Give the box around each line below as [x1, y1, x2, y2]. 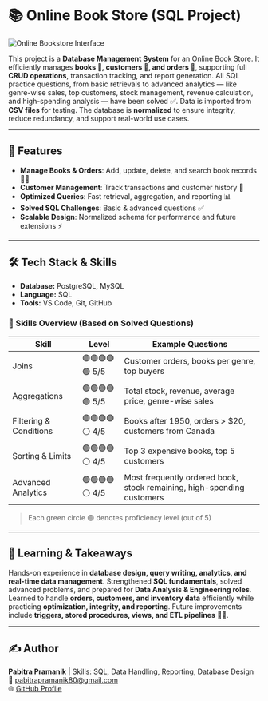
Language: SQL [19, 289, 73, 299]
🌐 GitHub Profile [8, 684, 62, 694]
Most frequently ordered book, [124, 472, 239, 483]
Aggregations [12, 390, 64, 401]
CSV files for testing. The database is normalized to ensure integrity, [8, 105, 236, 114]
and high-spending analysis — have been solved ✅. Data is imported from [8, 96, 252, 106]
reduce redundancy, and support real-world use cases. [8, 114, 190, 123]
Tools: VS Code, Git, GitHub [19, 297, 112, 308]
